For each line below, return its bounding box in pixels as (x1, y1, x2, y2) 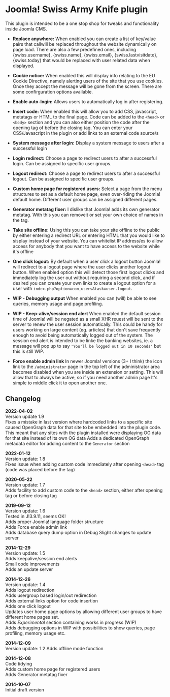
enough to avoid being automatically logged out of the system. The (12, 332, 153, 338)
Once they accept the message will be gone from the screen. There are (12, 83, 162, 89)
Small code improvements (5, 561, 60, 567)
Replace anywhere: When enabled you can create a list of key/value (12, 36, 156, 42)
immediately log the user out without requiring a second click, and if (12, 275, 155, 281)
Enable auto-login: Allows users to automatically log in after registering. (12, 98, 164, 105)
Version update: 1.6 (5, 507, 46, 514)
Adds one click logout (5, 603, 51, 609)
